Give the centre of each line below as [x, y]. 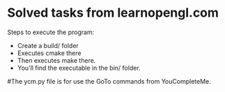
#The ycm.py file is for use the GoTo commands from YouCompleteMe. [109, 81]
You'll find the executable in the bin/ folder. [79, 68]
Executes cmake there [49, 53]
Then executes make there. [56, 60]
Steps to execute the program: [51, 32]
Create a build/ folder [48, 45]
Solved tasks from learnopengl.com [113, 13]
